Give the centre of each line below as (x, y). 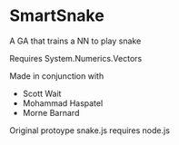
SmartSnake (57, 16)
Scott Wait (42, 93)
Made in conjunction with (57, 76)
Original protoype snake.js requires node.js (90, 130)
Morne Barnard (51, 112)
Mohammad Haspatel (63, 103)
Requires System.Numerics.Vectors (76, 58)
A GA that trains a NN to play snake (75, 41)
